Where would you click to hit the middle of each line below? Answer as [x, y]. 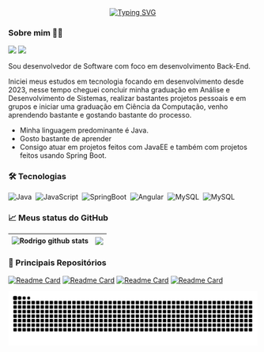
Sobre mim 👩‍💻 [36, 32]
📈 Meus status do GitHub [58, 218]
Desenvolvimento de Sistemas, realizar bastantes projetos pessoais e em [127, 99]
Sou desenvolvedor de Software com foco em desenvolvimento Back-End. [130, 66]
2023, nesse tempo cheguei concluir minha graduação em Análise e [119, 90]
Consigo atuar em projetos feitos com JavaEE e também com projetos [133, 147]
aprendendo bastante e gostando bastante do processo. [100, 115]
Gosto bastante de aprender [66, 139]
